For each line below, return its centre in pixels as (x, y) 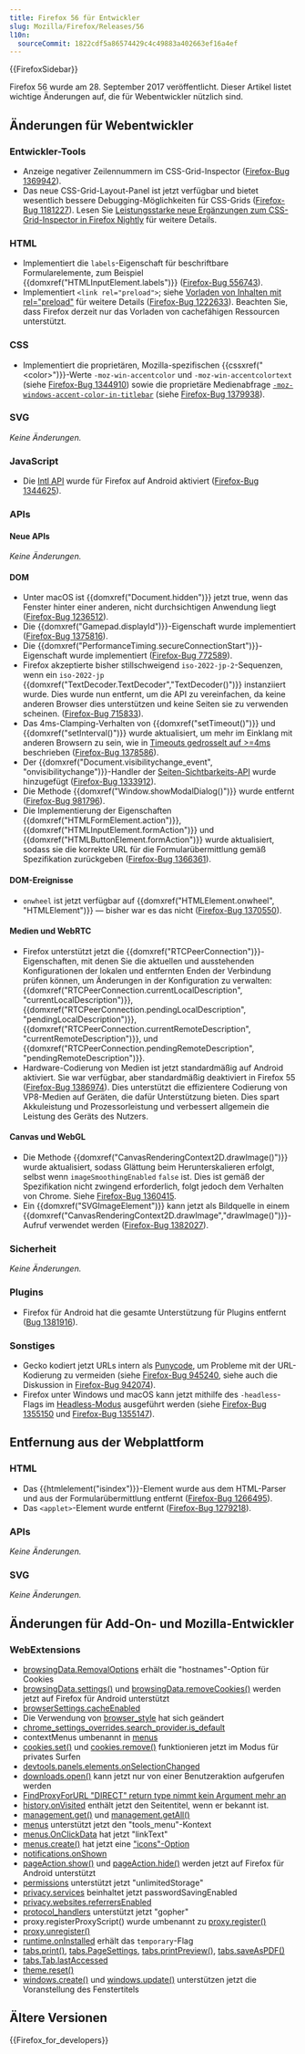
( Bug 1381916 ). (50, 1322)
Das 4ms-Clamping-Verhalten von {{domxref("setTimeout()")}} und (149, 724)
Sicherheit (33, 1248)
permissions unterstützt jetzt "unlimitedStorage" (113, 1882)
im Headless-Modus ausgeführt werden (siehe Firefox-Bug (156, 1404)
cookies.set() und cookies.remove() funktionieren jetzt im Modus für (151, 1746)
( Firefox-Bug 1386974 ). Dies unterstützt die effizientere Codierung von (155, 1087)
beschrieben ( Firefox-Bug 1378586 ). (91, 753)
